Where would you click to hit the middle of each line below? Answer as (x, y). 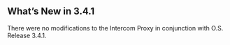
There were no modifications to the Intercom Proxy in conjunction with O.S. (115, 28)
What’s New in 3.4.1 (51, 11)
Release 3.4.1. (27, 35)
